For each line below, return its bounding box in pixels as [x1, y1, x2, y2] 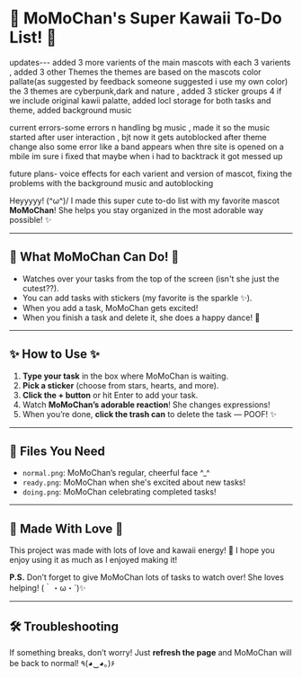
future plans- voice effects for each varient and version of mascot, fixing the [9, 168, 292, 179]
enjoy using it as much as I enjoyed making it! [9, 555, 178, 566]
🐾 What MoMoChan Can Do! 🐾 [9, 249, 180, 264]
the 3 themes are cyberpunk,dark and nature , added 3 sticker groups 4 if [9, 85, 282, 96]
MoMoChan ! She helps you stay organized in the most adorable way [9, 204, 263, 215]
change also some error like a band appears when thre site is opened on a [9, 141, 285, 152]
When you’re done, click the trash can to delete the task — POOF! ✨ [22, 408, 277, 419]
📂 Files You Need [9, 443, 105, 459]
